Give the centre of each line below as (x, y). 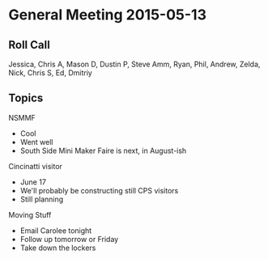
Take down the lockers (58, 248)
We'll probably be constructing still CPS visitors (99, 190)
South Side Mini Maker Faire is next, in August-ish (103, 151)
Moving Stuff (30, 214)
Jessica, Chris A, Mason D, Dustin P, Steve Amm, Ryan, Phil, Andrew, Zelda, (134, 64)
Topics (26, 98)
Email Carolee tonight (56, 230)
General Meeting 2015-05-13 (107, 15)
